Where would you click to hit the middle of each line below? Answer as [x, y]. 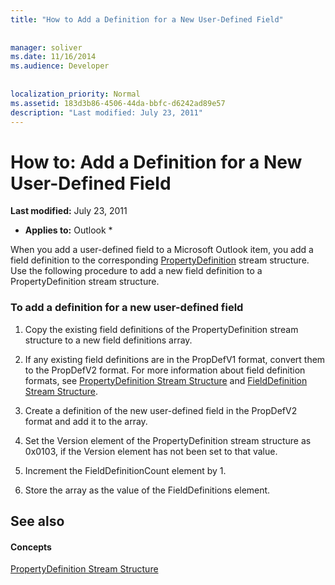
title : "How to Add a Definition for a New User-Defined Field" [147, 19]
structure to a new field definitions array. [108, 340]
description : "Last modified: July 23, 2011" [106, 112]
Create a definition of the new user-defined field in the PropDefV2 [161, 410]
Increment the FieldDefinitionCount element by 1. [125, 470]
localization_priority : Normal [75, 94]
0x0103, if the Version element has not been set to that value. [151, 451]
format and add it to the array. [86, 421]
